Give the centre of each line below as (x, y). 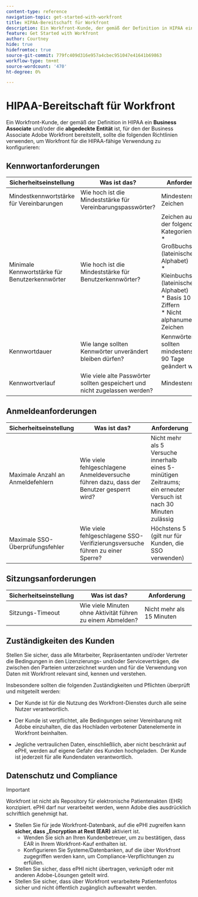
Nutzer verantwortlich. (42, 709)
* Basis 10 (176, 298)
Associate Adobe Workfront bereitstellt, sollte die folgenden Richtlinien (92, 135)
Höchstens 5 (169, 528)
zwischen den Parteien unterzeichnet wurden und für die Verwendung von (97, 668)
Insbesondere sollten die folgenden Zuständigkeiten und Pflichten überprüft (98, 685)
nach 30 (162, 504)
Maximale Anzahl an (37, 475)
